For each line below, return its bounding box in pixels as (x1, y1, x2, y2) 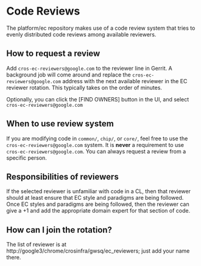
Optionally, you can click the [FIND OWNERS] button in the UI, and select (6, 95, 189, 103)
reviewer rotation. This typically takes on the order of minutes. (6, 84, 163, 91)
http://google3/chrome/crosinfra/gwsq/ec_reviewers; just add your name (6, 247, 190, 254)
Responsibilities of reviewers (6, 171, 119, 182)
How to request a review (6, 49, 100, 59)
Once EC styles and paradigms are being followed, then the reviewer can (6, 200, 190, 208)
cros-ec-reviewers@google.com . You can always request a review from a (6, 148, 186, 155)
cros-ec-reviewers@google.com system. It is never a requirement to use (6, 141, 185, 148)
